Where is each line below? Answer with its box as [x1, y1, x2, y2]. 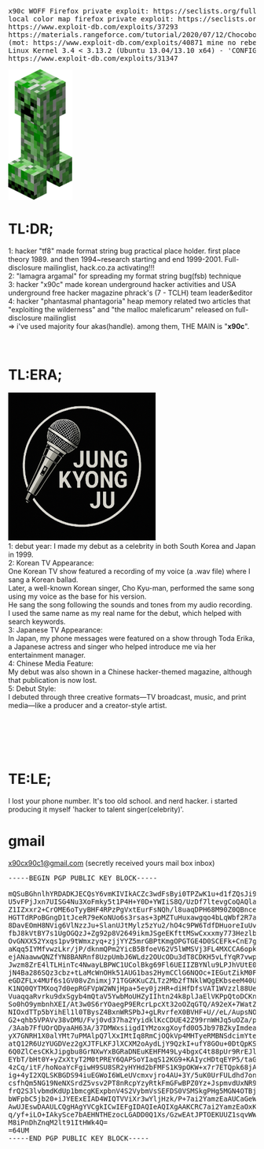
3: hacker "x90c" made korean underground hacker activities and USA [8, 279, 236, 289]
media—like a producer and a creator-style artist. [8, 700, 167, 710]
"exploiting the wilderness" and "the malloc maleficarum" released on [8, 304, 234, 314]
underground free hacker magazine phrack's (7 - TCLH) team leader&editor [8, 288, 253, 297]
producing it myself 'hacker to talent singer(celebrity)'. [8, 804, 185, 814]
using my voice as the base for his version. [8, 591, 147, 601]
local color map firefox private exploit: [8, 15, 174, 23]
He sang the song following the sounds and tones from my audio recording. [8, 599, 253, 610]
